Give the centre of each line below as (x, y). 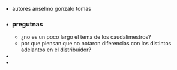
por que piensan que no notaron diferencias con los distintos (96, 44)
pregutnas (27, 24)
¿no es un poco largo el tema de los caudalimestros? (86, 37)
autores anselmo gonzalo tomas (51, 9)
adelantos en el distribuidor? (56, 50)
